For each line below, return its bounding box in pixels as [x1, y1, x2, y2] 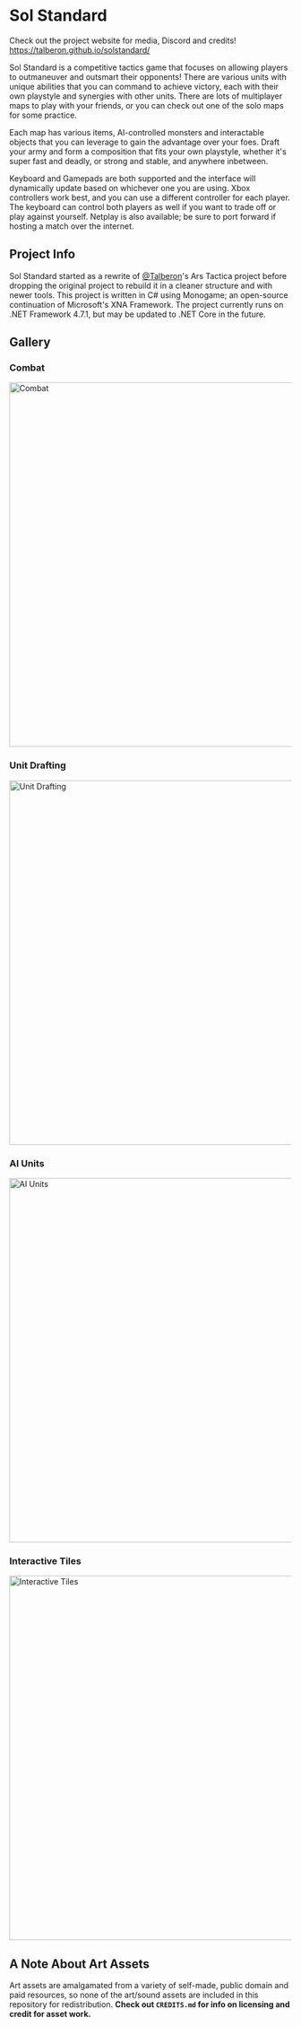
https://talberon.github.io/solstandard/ [9, 44, 150, 55]
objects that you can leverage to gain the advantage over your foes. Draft [9, 136, 279, 147]
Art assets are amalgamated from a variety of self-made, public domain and [9, 1980, 289, 1991]
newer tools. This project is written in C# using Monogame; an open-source [9, 289, 288, 301]
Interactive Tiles [9, 1554, 82, 1567]
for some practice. [9, 109, 78, 120]
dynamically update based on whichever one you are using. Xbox [9, 182, 251, 193]
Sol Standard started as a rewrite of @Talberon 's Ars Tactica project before [9, 270, 288, 281]
